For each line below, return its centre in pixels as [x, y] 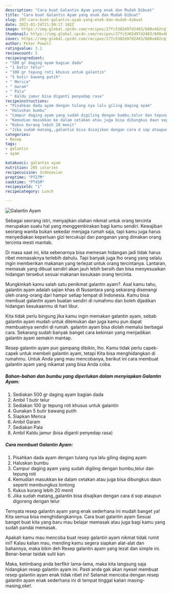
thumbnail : [17, 34]
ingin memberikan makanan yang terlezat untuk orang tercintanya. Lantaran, [86, 263]
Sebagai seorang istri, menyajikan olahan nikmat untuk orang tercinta [78, 221]
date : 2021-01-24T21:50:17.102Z [40, 24]
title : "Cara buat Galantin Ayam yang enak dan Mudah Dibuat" [73, 15]
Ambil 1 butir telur [31, 400]
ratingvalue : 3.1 [24, 48]
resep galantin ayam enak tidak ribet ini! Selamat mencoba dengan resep [82, 574]
